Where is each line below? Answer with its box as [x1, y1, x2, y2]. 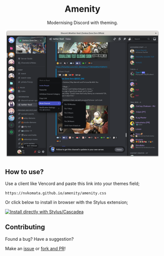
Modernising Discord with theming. [47, 20, 118, 26]
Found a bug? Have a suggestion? [5, 236, 74, 242]
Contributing [5, 223, 45, 231]
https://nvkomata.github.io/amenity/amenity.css [5, 191, 107, 196]
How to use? [5, 168, 44, 176]
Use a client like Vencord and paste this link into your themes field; [5, 180, 140, 187]
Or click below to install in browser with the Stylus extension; [5, 200, 129, 205]
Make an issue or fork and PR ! [5, 245, 66, 251]
